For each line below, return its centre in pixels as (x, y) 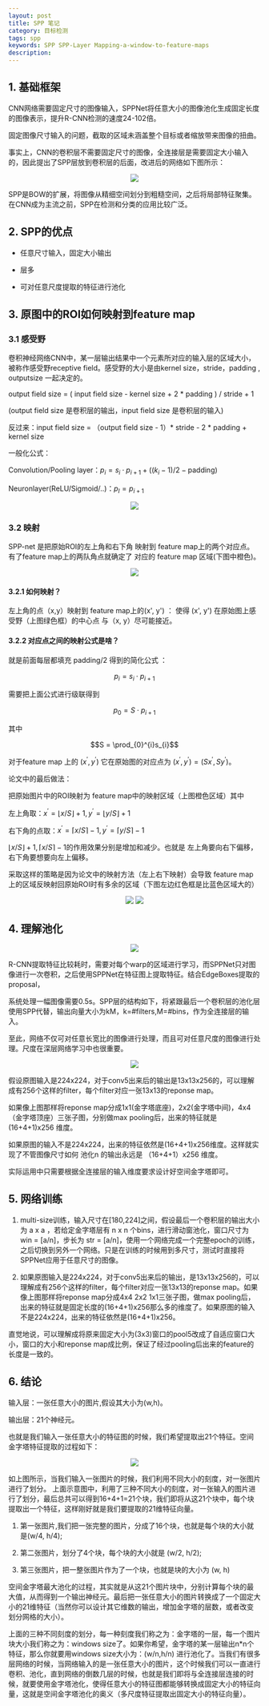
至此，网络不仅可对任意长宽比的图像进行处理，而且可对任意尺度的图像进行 (131, 1038)
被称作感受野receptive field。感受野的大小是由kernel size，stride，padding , (134, 368)
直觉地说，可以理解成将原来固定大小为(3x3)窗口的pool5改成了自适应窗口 (128, 1334)
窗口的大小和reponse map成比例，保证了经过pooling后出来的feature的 (138, 1344)
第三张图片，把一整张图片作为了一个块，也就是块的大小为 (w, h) (125, 1569)
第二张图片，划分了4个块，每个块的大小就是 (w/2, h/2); (111, 1552)
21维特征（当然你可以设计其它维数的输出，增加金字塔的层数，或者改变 (138, 1607)
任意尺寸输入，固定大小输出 (66, 252)
